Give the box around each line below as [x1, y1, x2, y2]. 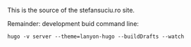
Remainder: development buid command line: [7, 20, 140, 27]
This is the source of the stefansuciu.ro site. [7, 6, 135, 14]
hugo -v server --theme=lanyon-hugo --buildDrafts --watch [7, 33, 185, 40]
